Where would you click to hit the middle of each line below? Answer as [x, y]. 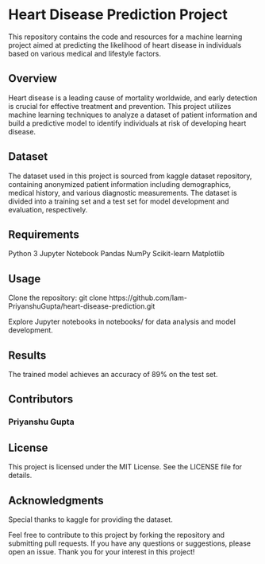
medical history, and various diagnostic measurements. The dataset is [123, 193]
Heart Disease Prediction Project [118, 15]
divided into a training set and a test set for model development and [119, 201]
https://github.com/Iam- [148, 298]
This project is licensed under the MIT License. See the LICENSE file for [125, 467]
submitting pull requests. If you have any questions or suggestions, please [130, 543]
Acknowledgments [56, 500]
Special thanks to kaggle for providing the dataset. [90, 519]
